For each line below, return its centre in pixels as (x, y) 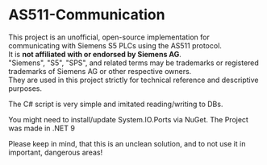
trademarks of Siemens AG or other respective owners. (100, 71)
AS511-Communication (87, 15)
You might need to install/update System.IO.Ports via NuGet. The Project (128, 119)
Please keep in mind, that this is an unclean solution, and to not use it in (127, 143)
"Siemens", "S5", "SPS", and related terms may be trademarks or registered (134, 63)
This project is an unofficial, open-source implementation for (109, 37)
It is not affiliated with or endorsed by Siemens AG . (95, 54)
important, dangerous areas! (56, 152)
